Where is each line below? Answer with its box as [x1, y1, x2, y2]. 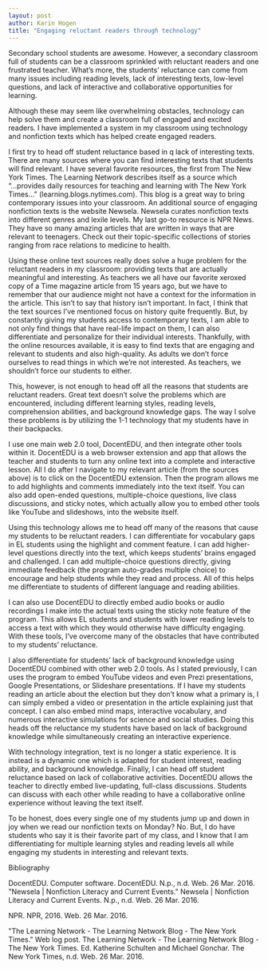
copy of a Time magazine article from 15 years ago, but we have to [8, 281, 227, 291]
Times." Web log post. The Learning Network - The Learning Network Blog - [8, 935, 259, 944]
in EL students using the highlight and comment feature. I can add [8, 540, 225, 549]
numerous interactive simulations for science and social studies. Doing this [8, 715, 254, 725]
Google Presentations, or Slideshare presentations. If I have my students [8, 681, 246, 690]
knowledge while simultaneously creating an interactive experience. [8, 732, 231, 742]
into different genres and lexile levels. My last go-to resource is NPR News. [8, 215, 254, 224]
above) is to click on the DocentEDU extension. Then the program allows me [8, 473, 259, 483]
